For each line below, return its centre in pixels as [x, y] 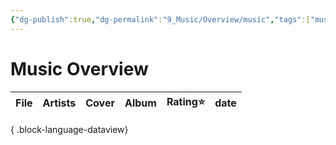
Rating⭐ [186, 101]
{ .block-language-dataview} [69, 129]
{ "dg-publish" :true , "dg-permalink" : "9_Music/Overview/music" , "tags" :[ [160, 19]
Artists [59, 103]
